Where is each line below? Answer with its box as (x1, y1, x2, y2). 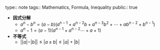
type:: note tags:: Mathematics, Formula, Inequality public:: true (5, 5, 138, 10)
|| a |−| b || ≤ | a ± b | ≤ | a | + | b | (20, 39, 80, 45)
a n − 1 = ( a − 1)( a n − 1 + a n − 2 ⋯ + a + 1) (20, 26, 102, 33)
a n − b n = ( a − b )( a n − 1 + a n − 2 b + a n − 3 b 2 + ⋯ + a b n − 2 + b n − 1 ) (20, 20, 155, 27)
